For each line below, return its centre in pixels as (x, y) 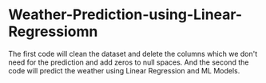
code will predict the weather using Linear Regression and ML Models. (124, 70)
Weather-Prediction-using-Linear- (125, 15)
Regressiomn (53, 32)
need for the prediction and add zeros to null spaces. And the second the (129, 62)
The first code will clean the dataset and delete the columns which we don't (133, 53)
